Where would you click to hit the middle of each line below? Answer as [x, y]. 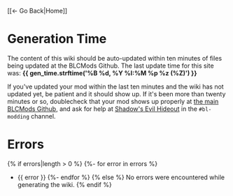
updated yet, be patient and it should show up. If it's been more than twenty [116, 93]
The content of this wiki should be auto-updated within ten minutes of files [115, 58]
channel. [43, 116]
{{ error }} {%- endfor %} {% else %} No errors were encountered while [121, 177]
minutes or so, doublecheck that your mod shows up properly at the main [113, 101]
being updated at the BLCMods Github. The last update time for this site [111, 66]
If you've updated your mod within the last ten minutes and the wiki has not [115, 86]
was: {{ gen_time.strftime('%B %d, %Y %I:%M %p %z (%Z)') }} [102, 73]
